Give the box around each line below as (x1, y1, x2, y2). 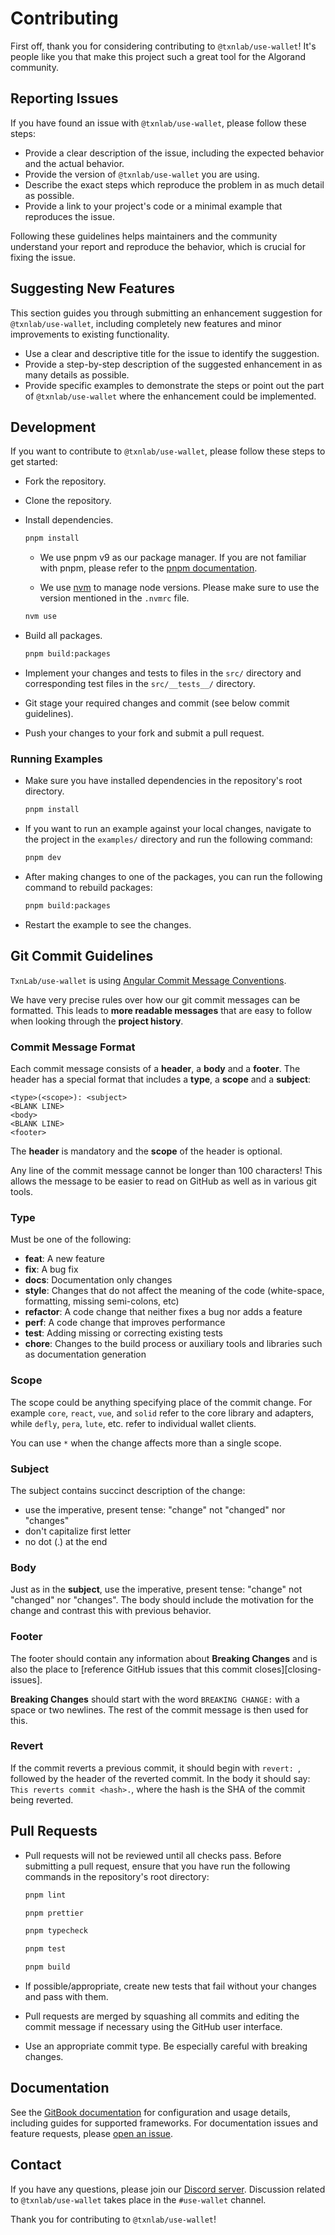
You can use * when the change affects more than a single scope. (10, 1437, 282, 1449)
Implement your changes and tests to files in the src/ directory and (24, 667, 302, 679)
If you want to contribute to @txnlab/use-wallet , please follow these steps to (10, 445, 326, 457)
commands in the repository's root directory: (24, 1870, 210, 1882)
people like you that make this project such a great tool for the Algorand (10, 50, 307, 62)
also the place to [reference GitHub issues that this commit (10, 1663, 253, 1675)
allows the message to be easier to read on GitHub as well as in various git (10, 1175, 317, 1187)
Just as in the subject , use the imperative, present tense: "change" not (10, 1583, 303, 1596)
